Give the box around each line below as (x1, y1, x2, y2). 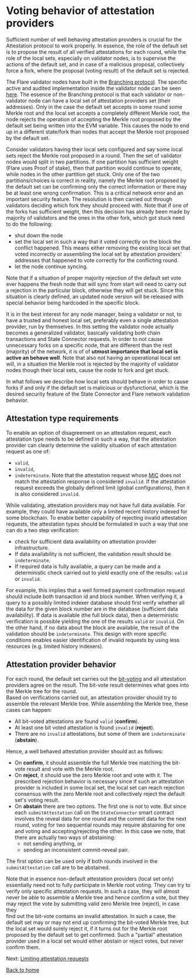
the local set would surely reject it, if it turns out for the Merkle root (6, 925, 168, 932)
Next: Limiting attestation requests (6, 955, 89, 962)
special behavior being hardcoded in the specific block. (6, 299, 140, 306)
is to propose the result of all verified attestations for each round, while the (6, 48, 186, 55)
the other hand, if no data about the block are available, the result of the (6, 624, 180, 631)
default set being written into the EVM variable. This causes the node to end (6, 122, 190, 129)
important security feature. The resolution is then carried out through (6, 195, 173, 203)
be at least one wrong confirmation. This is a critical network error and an (6, 189, 184, 196)
